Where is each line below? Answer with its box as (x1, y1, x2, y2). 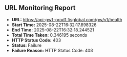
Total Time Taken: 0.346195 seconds (11, 32, 87, 38)
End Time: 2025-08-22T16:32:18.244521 (11, 27, 94, 33)
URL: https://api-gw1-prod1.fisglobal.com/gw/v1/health (11, 16, 123, 22)
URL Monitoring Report (4, 4, 76, 12)
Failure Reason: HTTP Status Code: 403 (11, 47, 93, 53)
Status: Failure (11, 42, 42, 48)
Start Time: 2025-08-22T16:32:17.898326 (11, 22, 97, 28)
